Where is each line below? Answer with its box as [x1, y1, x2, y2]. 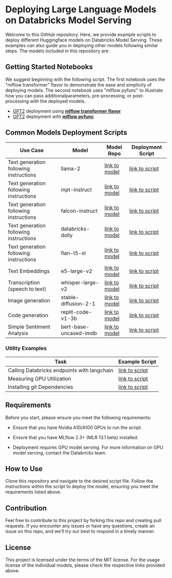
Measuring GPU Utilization [8, 375, 72, 382]
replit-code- [60, 308, 92, 316]
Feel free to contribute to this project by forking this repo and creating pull [5, 518, 162, 524]
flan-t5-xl [60, 250, 86, 257]
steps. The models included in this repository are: [5, 48, 110, 54]
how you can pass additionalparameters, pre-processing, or [5, 92, 132, 98]
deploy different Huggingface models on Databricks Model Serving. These [5, 37, 162, 43]
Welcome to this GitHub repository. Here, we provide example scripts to [5, 31, 157, 37]
